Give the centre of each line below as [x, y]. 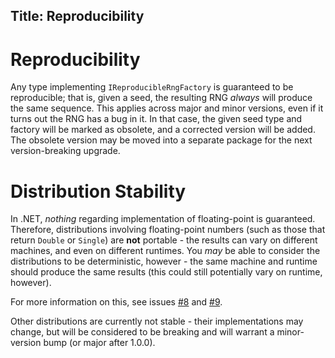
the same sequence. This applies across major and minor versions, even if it [167, 108]
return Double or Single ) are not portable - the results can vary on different [164, 240]
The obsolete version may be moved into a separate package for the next [161, 140]
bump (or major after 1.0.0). [99, 343]
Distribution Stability [98, 191]
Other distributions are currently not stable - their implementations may [157, 321]
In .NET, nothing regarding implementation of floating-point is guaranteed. [163, 219]
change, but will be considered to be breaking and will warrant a [142, 332]
